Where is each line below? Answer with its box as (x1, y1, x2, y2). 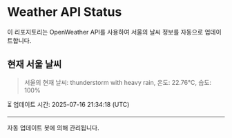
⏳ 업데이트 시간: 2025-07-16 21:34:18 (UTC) (7, 100, 130, 108)
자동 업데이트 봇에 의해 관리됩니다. (7, 124, 99, 132)
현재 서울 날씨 (7, 59, 62, 70)
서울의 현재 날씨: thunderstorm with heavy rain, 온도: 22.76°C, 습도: (23, 78, 212, 86)
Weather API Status (7, 4, 122, 20)
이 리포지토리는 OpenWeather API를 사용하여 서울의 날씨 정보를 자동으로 (7, 28, 204, 36)
